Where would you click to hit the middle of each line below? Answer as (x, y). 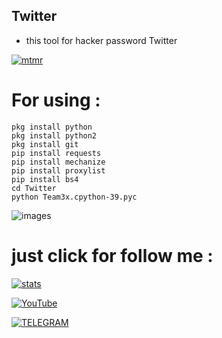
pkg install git (45, 144)
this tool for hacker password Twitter (101, 40)
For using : (56, 100)
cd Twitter (34, 188)
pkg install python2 (54, 135)
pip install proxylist (58, 170)
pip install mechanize (58, 162)
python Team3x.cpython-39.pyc (74, 197)
